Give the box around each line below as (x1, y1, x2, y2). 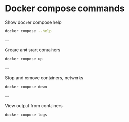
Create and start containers (5, 47, 61, 53)
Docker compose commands (5, 3, 125, 14)
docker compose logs (5, 112, 48, 117)
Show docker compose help (5, 19, 62, 25)
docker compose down (5, 84, 48, 89)
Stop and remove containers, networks (5, 74, 84, 81)
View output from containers (5, 102, 63, 108)
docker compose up (5, 56, 43, 61)
